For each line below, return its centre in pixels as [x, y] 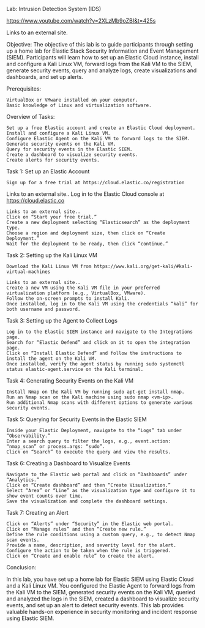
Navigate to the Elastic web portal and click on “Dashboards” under [97, 474]
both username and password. [43, 309]
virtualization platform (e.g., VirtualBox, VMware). [76, 293]
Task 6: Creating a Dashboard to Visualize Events [68, 463]
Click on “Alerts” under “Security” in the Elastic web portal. [90, 524]
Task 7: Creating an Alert [37, 513]
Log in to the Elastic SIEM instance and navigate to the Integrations [99, 332]
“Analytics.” [23, 480]
